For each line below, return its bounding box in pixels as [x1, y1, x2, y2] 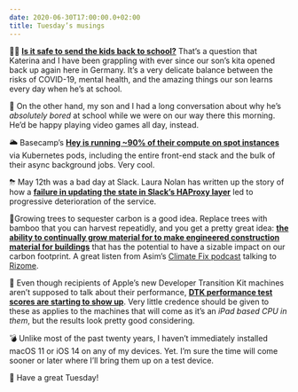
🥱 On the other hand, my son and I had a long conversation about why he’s [9, 100, 282, 111]
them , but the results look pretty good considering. [9, 315, 195, 325]
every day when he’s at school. [9, 83, 122, 94]
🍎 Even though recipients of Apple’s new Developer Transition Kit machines [9, 277, 285, 288]
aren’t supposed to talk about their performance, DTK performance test [9, 286, 273, 297]
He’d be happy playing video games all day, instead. [9, 119, 200, 129]
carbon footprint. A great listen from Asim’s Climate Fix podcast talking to [9, 250, 277, 262]
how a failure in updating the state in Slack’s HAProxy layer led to [9, 186, 254, 197]
